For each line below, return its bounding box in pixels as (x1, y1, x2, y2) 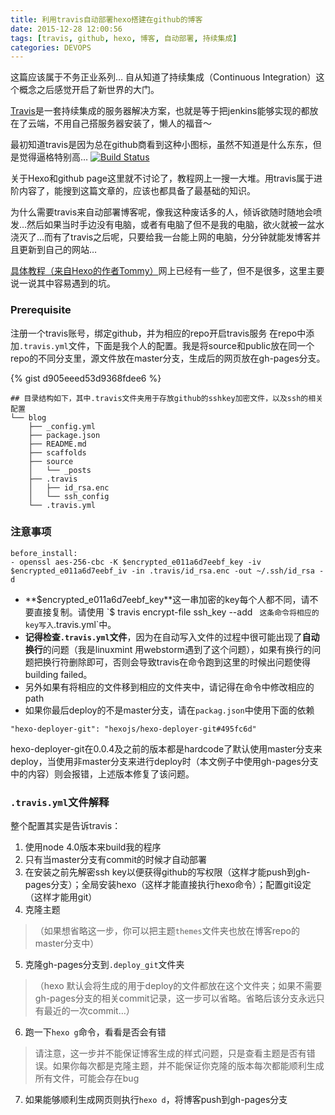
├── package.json (28, 430, 101, 440)
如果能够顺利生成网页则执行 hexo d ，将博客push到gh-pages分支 (24, 1094, 288, 1106)
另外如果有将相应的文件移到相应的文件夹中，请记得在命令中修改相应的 (24, 681, 315, 693)
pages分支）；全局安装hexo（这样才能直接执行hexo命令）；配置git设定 (24, 879, 312, 891)
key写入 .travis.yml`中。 (24, 618, 117, 630)
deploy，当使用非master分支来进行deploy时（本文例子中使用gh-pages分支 (10, 755, 319, 767)
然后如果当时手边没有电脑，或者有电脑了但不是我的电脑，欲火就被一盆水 (26, 219, 325, 231)
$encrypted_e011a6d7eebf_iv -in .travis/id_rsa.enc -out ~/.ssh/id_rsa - (10, 566, 325, 576)
